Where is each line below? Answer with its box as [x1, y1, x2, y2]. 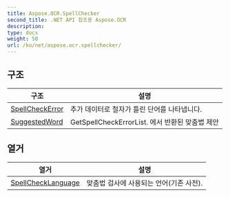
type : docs [7, 29, 39, 36]
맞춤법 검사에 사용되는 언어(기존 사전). [86, 178, 203, 187]
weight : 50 [7, 36, 39, 43]
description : [7, 23, 45, 30]
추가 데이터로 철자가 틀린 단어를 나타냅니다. [70, 104, 202, 114]
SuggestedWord [10, 117, 63, 126]
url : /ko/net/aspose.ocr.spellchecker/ [7, 42, 122, 49]
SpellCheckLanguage [10, 178, 81, 187]
